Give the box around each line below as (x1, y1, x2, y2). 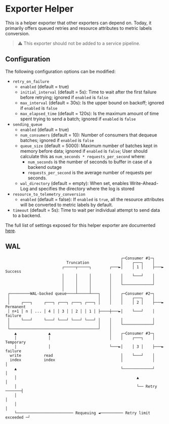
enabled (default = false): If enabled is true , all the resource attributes (20, 196, 164, 202)
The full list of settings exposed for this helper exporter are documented (5, 222, 156, 228)
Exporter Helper (5, 3, 74, 15)
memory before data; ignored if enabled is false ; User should (20, 148, 148, 154)
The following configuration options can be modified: (5, 68, 116, 74)
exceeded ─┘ (5, 415, 30, 420)
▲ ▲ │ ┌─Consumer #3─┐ (14, 331, 155, 336)
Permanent (5, 304, 26, 309)
